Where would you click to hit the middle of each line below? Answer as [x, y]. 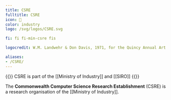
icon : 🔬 [14, 19]
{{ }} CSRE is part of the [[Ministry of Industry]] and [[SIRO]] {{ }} [72, 76]
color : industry [23, 24]
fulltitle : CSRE [23, 15]
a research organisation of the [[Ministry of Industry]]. [62, 92]
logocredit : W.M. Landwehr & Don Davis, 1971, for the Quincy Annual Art [86, 48]
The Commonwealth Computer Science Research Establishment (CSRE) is [86, 86]
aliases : [15, 57]
